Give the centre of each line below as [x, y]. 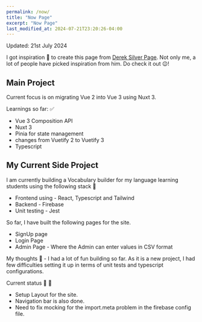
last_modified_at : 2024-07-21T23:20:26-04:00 [64, 29]
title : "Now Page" [29, 17]
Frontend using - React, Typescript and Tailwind [74, 198]
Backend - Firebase [39, 204]
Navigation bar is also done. [50, 301]
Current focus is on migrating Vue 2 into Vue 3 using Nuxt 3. [81, 98]
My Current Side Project [52, 165]
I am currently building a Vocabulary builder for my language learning [93, 180]
